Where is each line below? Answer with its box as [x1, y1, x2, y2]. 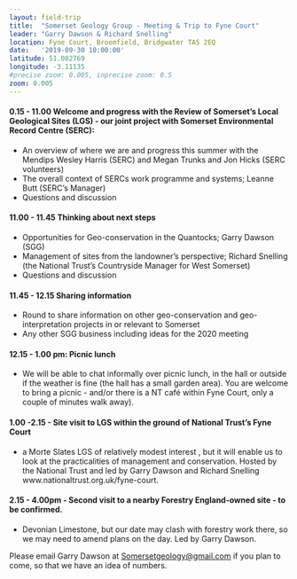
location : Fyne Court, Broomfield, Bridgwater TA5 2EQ [9, 37, 216, 47]
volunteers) [21, 163, 65, 174]
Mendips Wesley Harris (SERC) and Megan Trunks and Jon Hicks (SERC [21, 154, 286, 165]
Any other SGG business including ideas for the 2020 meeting [21, 329, 249, 340]
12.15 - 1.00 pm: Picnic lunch [9, 348, 116, 359]
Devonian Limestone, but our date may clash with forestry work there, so [21, 524, 288, 535]
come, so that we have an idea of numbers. [9, 559, 168, 570]
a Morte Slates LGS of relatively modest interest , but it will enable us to [21, 446, 283, 457]
